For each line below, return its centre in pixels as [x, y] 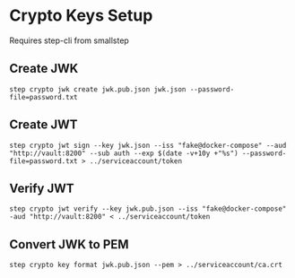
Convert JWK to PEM [69, 244]
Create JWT [43, 125]
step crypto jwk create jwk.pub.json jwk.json [98, 89]
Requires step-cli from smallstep [69, 40]
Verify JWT [42, 188]
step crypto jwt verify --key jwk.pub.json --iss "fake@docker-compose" [148, 209]
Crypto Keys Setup [81, 16]
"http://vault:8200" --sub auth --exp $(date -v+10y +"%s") [124, 153]
